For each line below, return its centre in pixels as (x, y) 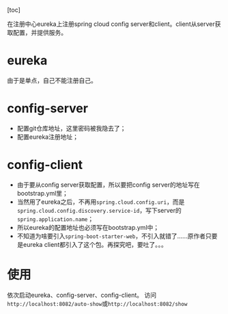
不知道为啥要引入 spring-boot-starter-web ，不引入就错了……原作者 (111, 236)
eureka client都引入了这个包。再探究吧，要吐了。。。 (95, 244)
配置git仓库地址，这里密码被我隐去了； (71, 128)
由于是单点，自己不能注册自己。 (52, 80)
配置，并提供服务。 (40, 32)
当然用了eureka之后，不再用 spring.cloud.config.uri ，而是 (101, 202)
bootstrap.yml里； (42, 193)
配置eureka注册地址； (47, 137)
